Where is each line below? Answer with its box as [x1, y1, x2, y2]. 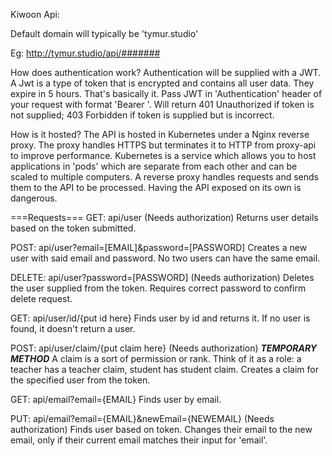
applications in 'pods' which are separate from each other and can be [10, 160, 298, 172]
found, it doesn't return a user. [10, 323, 136, 334]
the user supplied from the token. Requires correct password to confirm [10, 282, 307, 294]
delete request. [10, 293, 73, 304]
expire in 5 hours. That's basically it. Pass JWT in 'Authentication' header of [10, 88, 323, 99]
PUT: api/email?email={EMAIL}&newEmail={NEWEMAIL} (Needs [10, 413, 275, 424]
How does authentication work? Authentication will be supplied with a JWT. [10, 67, 322, 78]
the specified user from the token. [10, 374, 151, 386]
